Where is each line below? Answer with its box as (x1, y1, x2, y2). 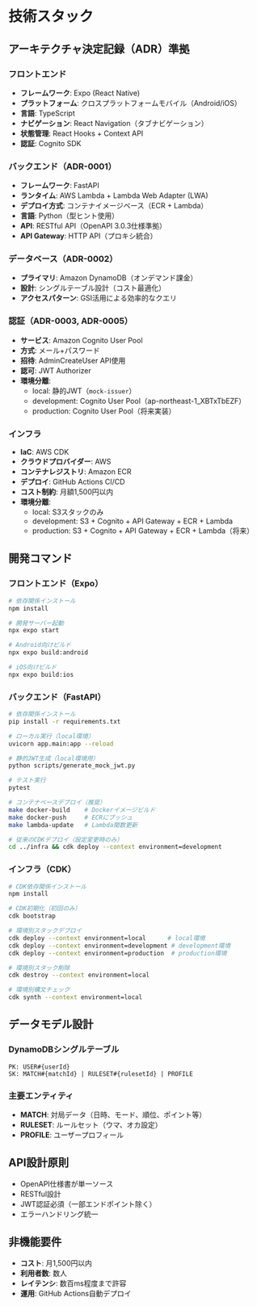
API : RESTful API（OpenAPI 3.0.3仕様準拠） (19, 221, 167, 231)
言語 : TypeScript (19, 108, 75, 118)
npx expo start (8, 627, 60, 635)
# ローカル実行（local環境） (8, 732, 95, 740)
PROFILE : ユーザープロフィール (19, 1130, 124, 1140)
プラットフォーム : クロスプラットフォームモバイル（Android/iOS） (19, 98, 242, 107)
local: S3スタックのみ (32, 507, 104, 517)
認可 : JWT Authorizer (19, 365, 91, 376)
